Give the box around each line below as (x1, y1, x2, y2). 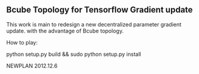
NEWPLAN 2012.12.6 (6, 62, 58, 69)
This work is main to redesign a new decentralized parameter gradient (6, 20, 182, 28)
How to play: (6, 39, 38, 46)
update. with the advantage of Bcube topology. (6, 27, 124, 34)
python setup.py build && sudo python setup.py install (6, 51, 141, 58)
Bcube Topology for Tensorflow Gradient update (6, 5, 193, 15)
